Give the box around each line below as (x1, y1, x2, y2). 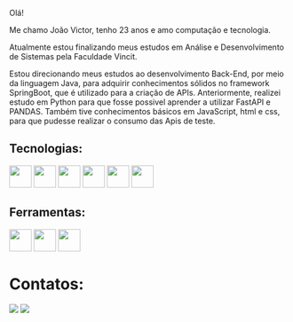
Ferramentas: (9, 205, 86, 220)
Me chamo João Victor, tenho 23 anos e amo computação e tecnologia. (9, 25, 271, 35)
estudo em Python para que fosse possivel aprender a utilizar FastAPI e (9, 97, 271, 107)
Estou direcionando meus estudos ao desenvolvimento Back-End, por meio (9, 68, 284, 79)
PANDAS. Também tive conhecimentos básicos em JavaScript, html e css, (9, 106, 281, 116)
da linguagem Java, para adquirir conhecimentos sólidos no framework (9, 78, 270, 88)
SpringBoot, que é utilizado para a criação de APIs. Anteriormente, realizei (9, 88, 281, 98)
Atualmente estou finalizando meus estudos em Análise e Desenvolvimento (9, 42, 284, 52)
